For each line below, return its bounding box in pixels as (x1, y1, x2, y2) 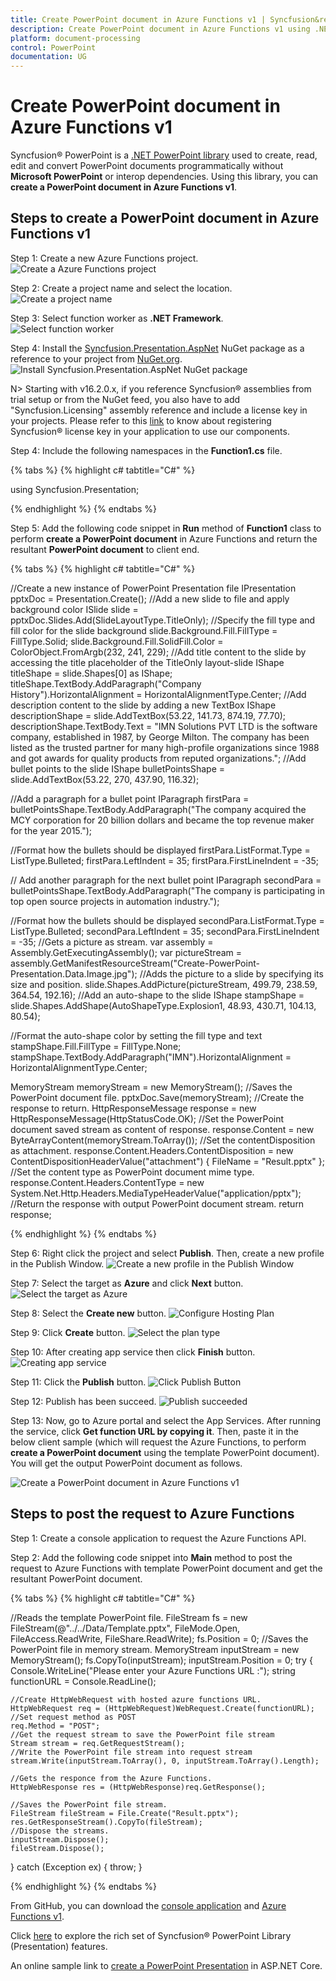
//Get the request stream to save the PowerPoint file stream (10, 1729, 275, 1740)
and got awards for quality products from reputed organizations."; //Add (10, 752, 307, 764)
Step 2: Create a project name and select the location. (10, 282, 233, 294)
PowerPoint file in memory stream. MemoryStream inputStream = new (10, 1643, 300, 1655)
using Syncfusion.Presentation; (10, 483, 140, 495)
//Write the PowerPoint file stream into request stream (10, 1747, 253, 1757)
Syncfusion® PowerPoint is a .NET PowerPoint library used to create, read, (10, 149, 318, 161)
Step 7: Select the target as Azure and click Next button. (10, 1277, 244, 1289)
